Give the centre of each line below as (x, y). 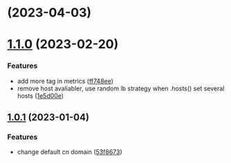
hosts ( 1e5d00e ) (40, 95)
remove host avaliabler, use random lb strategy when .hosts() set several (121, 88)
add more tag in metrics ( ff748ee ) (65, 81)
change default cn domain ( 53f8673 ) (70, 152)
